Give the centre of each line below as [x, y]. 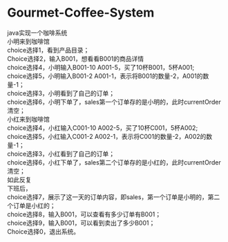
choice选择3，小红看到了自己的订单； [61, 153]
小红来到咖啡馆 [28, 119]
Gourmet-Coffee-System [81, 13]
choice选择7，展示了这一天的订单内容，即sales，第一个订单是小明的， [108, 197]
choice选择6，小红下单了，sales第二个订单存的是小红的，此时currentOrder [114, 162]
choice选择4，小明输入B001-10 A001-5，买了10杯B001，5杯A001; [101, 67]
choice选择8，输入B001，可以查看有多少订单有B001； [84, 214]
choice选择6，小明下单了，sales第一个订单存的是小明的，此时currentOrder [114, 102]
